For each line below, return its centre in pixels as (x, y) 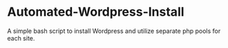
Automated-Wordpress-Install (96, 12)
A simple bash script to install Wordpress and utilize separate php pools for (114, 31)
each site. (21, 38)
